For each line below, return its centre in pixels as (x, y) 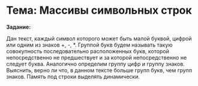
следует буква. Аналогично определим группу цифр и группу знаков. (95, 64)
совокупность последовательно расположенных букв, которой (88, 51)
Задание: (19, 27)
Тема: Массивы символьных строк (99, 10)
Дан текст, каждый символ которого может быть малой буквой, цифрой (99, 38)
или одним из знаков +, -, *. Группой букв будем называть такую (89, 45)
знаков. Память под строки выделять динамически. (73, 76)
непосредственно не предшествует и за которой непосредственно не (97, 57)
